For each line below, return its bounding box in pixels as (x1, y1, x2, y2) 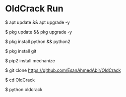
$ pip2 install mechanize (5, 57, 56, 63)
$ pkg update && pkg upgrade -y (5, 29, 72, 35)
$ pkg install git (5, 48, 37, 54)
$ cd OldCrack (5, 77, 35, 83)
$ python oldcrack (5, 86, 43, 92)
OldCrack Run (5, 3, 63, 14)
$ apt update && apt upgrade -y (5, 19, 70, 25)
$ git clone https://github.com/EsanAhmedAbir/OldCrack (5, 67, 121, 73)
